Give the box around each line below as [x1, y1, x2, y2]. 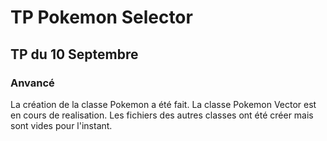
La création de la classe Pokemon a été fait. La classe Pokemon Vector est [10, 98, 317, 110]
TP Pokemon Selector [10, 6, 193, 29]
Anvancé [10, 76, 55, 90]
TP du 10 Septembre [10, 46, 139, 63]
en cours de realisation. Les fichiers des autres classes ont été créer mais [10, 109, 314, 121]
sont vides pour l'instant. [10, 119, 113, 131]
